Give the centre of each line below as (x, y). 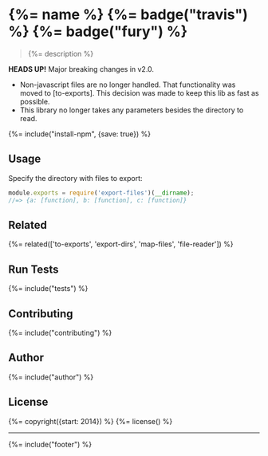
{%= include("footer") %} (50, 444)
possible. (35, 101)
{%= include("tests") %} (48, 289)
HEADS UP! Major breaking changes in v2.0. (81, 69)
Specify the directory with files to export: (75, 178)
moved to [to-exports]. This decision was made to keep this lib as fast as (139, 92)
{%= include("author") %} (51, 377)
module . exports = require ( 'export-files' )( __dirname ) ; (101, 193)
